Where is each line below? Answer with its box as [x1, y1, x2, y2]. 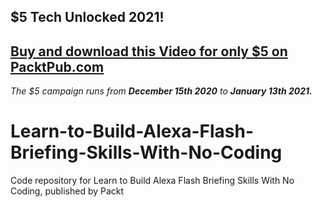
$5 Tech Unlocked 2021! [10, 9, 165, 26]
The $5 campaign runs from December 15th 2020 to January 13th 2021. [10, 85, 313, 97]
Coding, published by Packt [10, 185, 125, 197]
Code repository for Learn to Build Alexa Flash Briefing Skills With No [10, 175, 295, 187]
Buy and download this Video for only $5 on [10, 43, 288, 60]
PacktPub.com [10, 58, 105, 75]
